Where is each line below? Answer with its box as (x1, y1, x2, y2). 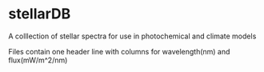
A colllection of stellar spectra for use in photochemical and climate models (8, 31, 257, 41)
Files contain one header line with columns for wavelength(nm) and (8, 46, 230, 56)
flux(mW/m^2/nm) (8, 55, 68, 65)
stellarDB (8, 5, 71, 23)
